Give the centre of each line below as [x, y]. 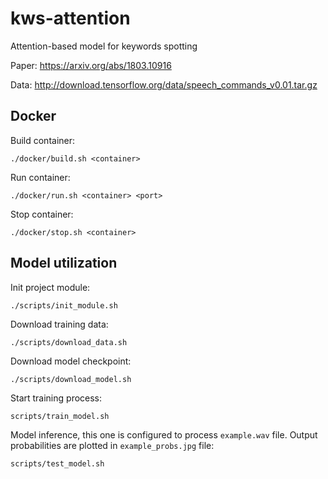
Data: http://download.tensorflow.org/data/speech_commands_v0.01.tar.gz [164, 84]
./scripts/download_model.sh [71, 379]
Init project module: [50, 287]
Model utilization [64, 263]
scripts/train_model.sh [60, 416]
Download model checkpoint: [71, 361]
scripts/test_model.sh [57, 463]
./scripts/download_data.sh [69, 342]
